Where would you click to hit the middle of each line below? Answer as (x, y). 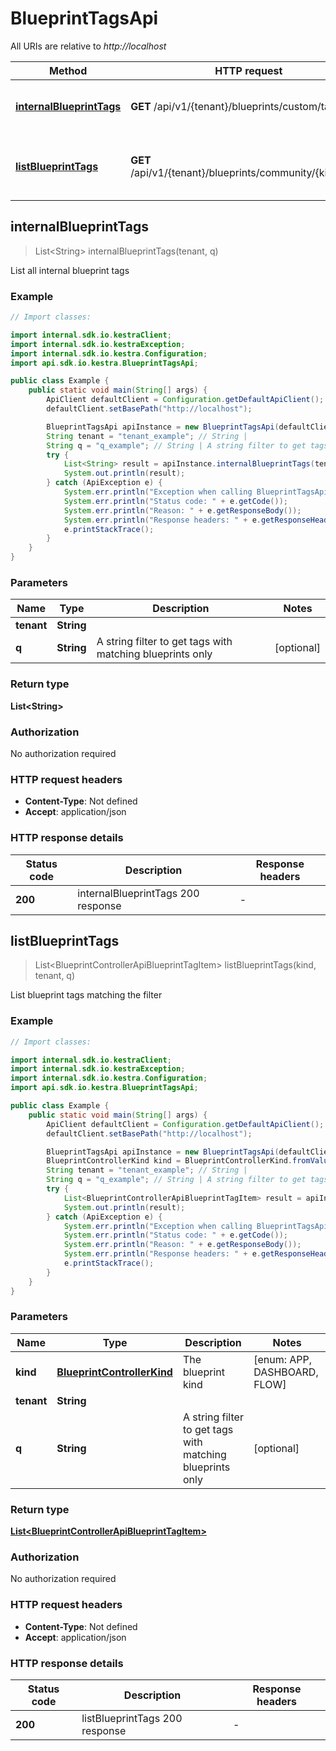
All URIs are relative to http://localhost (88, 46)
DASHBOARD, (286, 1372)
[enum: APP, (283, 1359)
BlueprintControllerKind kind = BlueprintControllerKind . (169, 1161)
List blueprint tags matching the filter (86, 995)
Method (68, 70)
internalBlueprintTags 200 (138, 893)
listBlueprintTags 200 (132, 1718)
